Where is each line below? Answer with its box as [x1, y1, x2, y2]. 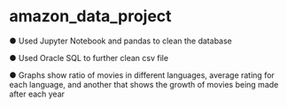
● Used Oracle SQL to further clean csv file [9, 52, 169, 63]
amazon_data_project [9, 6, 172, 27]
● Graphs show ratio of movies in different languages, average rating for [9, 69, 275, 81]
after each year [9, 89, 65, 99]
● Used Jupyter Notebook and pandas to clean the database [9, 35, 233, 46]
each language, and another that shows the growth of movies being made [9, 79, 279, 89]
